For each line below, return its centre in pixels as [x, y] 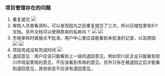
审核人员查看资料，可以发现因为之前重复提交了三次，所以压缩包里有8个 [85, 26]
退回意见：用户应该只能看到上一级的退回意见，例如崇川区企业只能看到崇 [86, 56]
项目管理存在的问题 [28, 7]
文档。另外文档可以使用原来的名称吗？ [51, 32]
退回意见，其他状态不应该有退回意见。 [56, 69]
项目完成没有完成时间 [34, 50]
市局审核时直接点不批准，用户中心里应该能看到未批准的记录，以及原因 [84, 38]
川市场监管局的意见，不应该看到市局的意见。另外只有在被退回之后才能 [84, 62]
